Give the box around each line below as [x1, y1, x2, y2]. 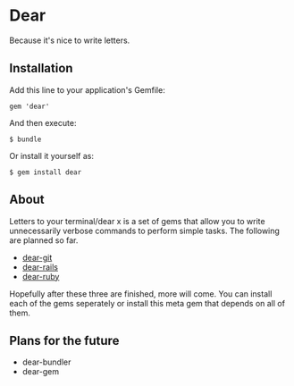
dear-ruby [21, 271, 60, 281]
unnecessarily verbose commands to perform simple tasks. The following [9, 225, 280, 236]
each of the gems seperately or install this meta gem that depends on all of [9, 298, 286, 308]
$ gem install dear [9, 167, 82, 177]
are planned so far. [9, 234, 79, 246]
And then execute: [9, 117, 77, 128]
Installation [9, 61, 73, 76]
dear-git [21, 252, 53, 263]
